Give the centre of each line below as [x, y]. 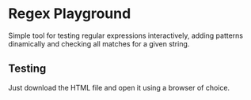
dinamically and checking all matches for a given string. [99, 43]
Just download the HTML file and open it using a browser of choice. [119, 87]
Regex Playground [70, 14]
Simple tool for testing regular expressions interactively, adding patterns [126, 35]
